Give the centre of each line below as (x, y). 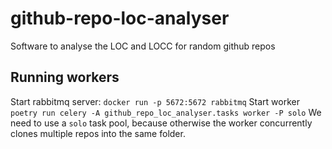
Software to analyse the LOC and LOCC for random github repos (143, 46)
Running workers (65, 77)
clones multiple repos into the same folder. (98, 133)
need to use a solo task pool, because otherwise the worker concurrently (161, 123)
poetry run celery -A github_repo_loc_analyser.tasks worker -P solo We (166, 112)
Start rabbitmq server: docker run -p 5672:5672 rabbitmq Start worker (155, 101)
